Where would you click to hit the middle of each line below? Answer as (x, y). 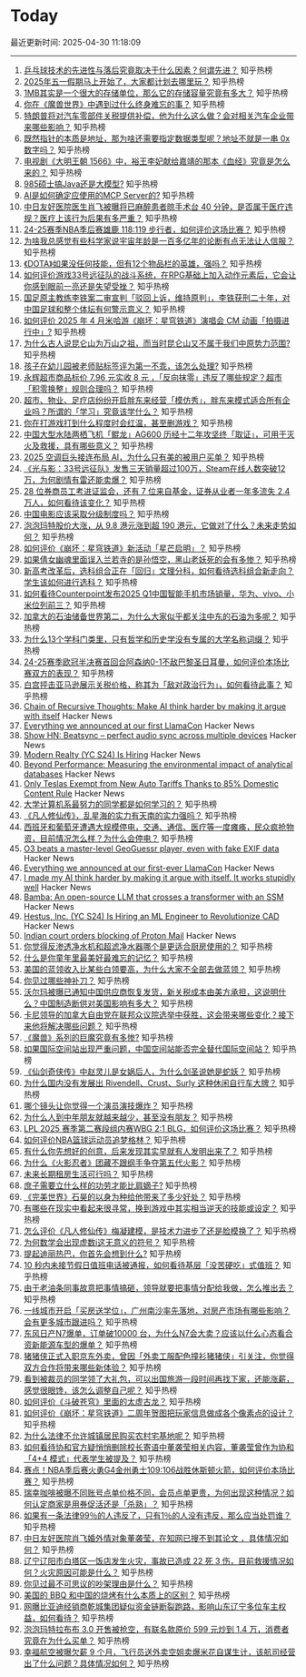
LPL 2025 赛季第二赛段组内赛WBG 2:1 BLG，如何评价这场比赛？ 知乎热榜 (160, 1128)
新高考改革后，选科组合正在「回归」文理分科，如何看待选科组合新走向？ (158, 571)
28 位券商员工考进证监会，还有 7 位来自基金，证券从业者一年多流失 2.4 (157, 491)
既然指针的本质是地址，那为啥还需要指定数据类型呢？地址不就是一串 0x (157, 138)
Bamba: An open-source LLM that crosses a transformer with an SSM (153, 897)
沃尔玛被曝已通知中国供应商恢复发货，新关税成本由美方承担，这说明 (151, 991)
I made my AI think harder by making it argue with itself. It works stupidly (159, 877)
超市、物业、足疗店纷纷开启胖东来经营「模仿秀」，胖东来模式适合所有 (153, 400)
